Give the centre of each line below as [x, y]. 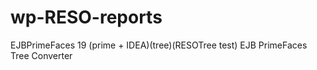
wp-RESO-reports [86, 17]
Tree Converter [41, 55]
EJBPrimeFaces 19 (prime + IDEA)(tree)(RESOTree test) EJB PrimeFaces [159, 45]
